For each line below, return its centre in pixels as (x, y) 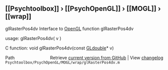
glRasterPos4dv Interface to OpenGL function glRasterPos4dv (69, 28)
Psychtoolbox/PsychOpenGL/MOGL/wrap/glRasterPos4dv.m (63, 62)
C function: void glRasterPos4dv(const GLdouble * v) (60, 48)
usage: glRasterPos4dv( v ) (33, 38)
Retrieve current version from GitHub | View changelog (107, 57)
